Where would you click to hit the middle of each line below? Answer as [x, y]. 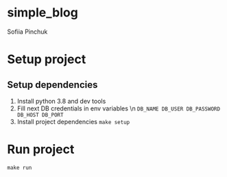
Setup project [47, 59]
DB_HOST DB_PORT [40, 115]
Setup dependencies [52, 85]
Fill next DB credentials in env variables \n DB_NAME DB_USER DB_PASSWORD [119, 108]
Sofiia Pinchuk [27, 32]
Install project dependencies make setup [73, 121]
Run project [41, 150]
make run [20, 167]
